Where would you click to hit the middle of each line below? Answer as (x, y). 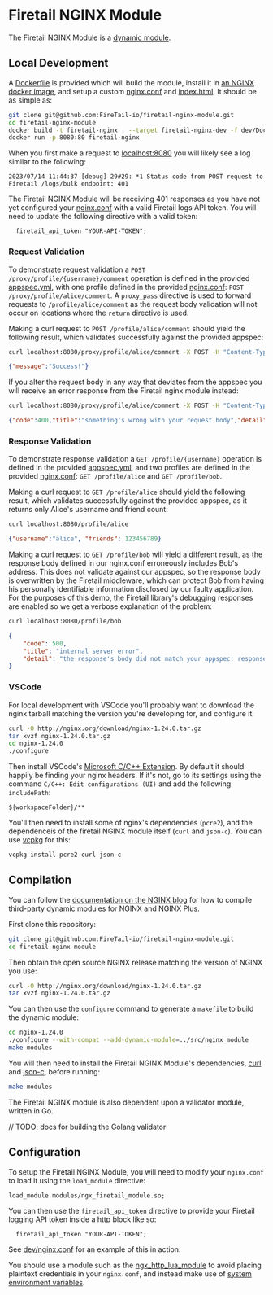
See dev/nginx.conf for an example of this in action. (95, 1249)
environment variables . (47, 1282)
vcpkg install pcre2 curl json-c (65, 855)
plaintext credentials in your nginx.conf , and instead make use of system (130, 1273)
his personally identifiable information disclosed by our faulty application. (131, 589)
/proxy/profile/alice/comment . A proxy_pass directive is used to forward (130, 295)
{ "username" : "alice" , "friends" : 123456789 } (85, 539)
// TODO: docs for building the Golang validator (87, 1127)
